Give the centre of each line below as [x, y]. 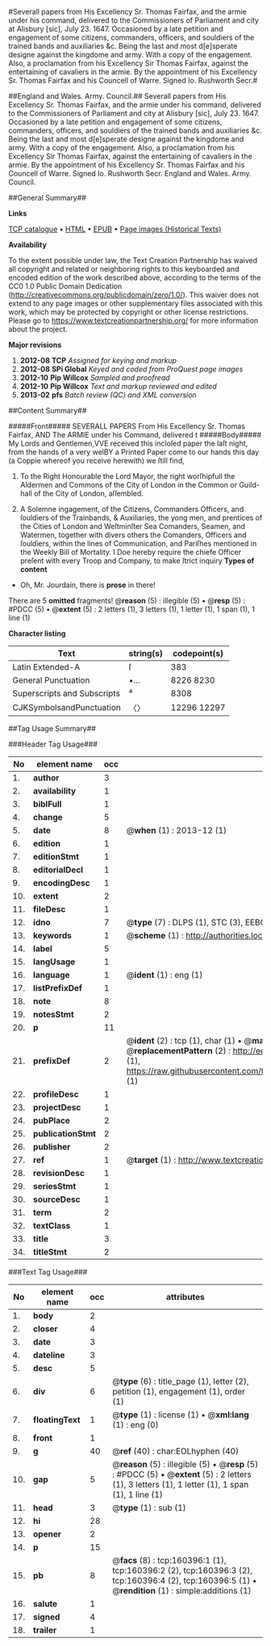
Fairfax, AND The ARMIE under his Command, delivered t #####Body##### [135, 435]
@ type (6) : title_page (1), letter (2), [181, 1381]
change [48, 817]
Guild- [249, 485]
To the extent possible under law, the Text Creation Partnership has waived [133, 260]
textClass [52, 1226]
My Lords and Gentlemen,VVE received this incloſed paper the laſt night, [128, 443]
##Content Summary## [48, 410]
